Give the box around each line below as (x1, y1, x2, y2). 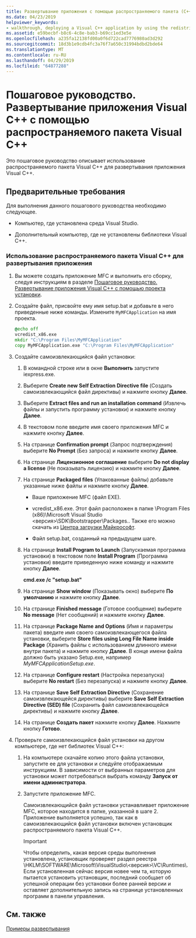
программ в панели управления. (23, 892, 105, 899)
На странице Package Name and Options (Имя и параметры (23, 623, 173, 630)
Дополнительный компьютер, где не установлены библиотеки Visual (14, 231, 187, 238)
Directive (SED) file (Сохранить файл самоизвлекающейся (23, 701, 169, 708)
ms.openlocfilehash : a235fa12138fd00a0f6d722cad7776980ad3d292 (6, 36, 163, 42)
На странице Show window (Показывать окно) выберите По (23, 587, 174, 595)
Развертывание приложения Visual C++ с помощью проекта (14, 285, 166, 292)
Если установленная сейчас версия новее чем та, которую (23, 867, 171, 875)
